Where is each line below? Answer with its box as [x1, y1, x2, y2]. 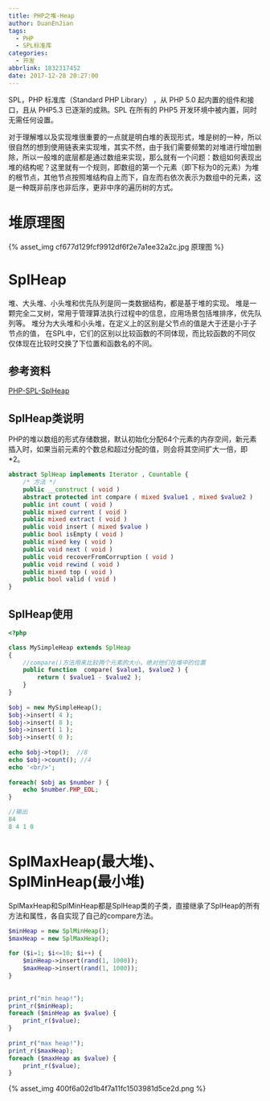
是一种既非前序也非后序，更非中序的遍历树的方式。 [8, 182, 178, 192]
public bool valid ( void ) [22, 575, 117, 584]
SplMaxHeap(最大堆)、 [8, 853, 163, 871]
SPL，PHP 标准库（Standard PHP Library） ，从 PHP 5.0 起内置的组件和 [8, 94, 247, 105]
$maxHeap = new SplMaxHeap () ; [8, 934, 110, 942]
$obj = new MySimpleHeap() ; [8, 703, 103, 711]
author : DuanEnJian [8, 19, 74, 27]
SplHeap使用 [8, 607, 74, 621]
